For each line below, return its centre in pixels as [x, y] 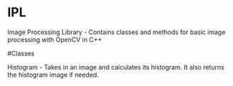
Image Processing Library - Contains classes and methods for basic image [116, 32]
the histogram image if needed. [53, 75]
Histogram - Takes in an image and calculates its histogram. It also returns [116, 67]
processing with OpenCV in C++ [55, 39]
